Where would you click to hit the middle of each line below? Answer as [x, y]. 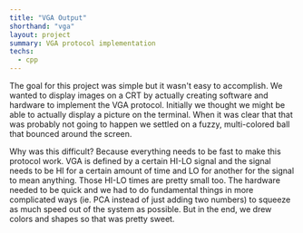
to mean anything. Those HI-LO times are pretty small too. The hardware [145, 180]
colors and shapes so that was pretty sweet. [92, 219]
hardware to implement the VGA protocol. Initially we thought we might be [147, 105]
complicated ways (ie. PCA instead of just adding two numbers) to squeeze [150, 199]
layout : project [40, 34]
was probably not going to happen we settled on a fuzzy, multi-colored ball [150, 124]
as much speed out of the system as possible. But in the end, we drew [141, 209]
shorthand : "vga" [42, 26]
